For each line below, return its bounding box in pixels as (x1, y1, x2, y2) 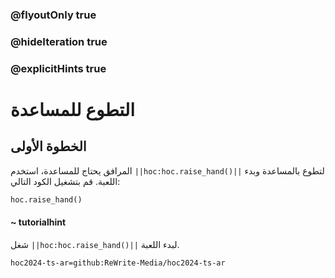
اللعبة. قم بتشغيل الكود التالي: (10, 175, 121, 187)
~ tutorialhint (10, 216, 67, 228)
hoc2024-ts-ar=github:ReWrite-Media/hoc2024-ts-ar (10, 258, 226, 268)
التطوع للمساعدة (10, 98, 136, 121)
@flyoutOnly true (10, 8, 97, 22)
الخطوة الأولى (10, 138, 87, 155)
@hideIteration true (10, 34, 108, 48)
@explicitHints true (10, 61, 107, 75)
